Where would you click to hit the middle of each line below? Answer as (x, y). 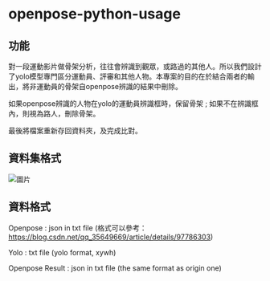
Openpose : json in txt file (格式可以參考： (78, 228)
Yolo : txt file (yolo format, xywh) (62, 252)
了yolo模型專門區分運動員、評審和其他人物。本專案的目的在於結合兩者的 (128, 76)
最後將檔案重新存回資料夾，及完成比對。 (75, 130)
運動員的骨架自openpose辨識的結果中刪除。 (109, 86)
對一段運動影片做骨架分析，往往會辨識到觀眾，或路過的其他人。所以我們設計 (135, 66)
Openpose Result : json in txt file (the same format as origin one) (115, 268)
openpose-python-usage (94, 14)
